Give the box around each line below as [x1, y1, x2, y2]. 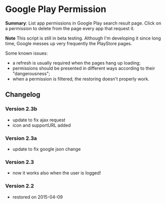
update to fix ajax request [12, 117, 66, 123]
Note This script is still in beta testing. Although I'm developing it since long [5, 35, 161, 41]
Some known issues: [5, 50, 48, 56]
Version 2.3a [5, 134, 37, 141]
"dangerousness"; [12, 70, 50, 76]
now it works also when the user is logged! [12, 170, 101, 176]
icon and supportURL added [12, 122, 71, 128]
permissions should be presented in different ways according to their [12, 65, 155, 71]
